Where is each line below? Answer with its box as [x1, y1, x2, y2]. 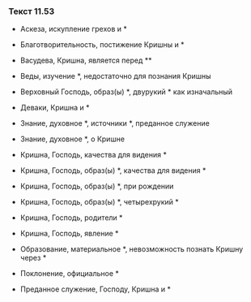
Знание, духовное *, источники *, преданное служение [19, 119, 211, 128]
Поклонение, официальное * [19, 269, 120, 278]
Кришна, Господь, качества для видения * [19, 150, 168, 160]
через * [19, 253, 47, 263]
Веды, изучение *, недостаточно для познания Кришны [19, 71, 212, 81]
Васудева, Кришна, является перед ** [19, 55, 152, 66]
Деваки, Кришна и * [19, 103, 91, 113]
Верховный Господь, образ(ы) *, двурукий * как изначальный [19, 87, 233, 97]
